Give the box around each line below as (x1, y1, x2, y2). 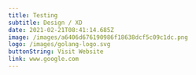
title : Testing (8, 11, 58, 20)
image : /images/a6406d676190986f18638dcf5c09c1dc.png (8, 33, 189, 41)
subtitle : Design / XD (8, 19, 83, 27)
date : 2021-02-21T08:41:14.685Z (8, 26, 114, 34)
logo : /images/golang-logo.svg (8, 41, 111, 48)
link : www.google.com (8, 55, 80, 63)
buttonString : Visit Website (8, 48, 104, 55)
